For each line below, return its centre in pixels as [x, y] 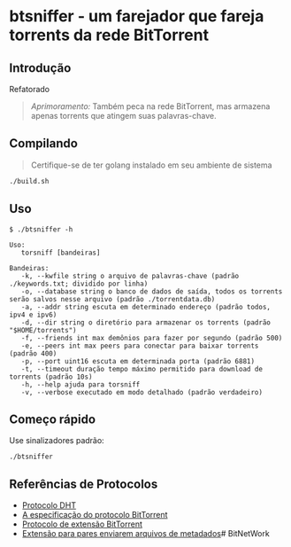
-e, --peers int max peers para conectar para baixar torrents [140, 346]
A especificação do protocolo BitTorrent [95, 515]
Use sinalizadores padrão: [57, 441]
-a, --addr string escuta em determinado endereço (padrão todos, [146, 307]
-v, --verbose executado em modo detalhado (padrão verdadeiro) [142, 392]
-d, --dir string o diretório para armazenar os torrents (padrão [146, 322]
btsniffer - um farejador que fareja [137, 16]
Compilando [43, 144]
